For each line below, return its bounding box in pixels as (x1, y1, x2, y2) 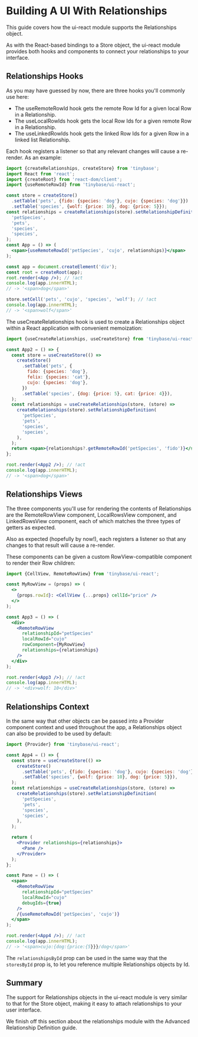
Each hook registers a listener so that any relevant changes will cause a (6, 147, 180, 154)
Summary (6, 978, 43, 988)
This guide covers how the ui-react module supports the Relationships (6, 24, 177, 31)
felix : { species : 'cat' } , (27, 374, 91, 380)
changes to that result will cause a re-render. (6, 542, 115, 549)
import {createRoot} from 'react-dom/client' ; (6, 176, 123, 182)
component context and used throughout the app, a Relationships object (6, 724, 182, 730)
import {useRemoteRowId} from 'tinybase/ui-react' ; (6, 182, 136, 188)
